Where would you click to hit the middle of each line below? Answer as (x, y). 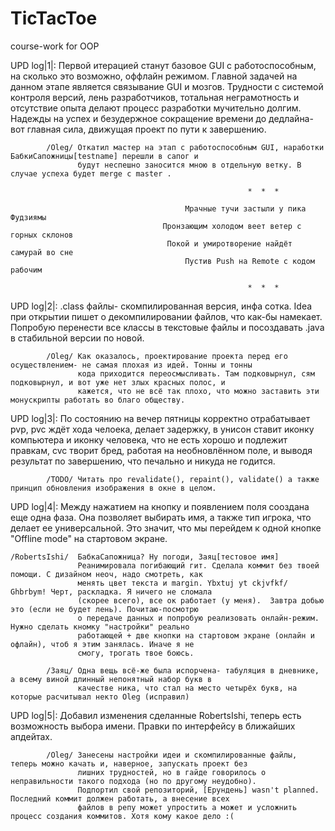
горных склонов (42, 235)
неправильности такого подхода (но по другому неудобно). (133, 781)
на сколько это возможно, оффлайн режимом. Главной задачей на (154, 76)
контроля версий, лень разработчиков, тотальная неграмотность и (155, 97)
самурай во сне (42, 252)
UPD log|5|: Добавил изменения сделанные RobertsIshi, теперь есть (156, 715)
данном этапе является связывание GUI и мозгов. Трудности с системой (167, 86)
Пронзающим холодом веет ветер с (232, 226)
